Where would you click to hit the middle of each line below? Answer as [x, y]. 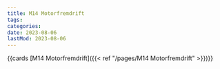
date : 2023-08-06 [32, 32]
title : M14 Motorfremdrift [46, 13]
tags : [15, 20]
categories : [24, 26]
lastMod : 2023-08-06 [37, 39]
